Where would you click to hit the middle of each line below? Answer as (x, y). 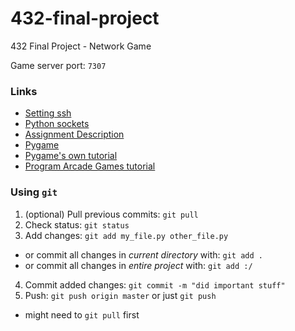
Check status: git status (77, 224)
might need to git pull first (82, 314)
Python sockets (57, 124)
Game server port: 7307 (58, 65)
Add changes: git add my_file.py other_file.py (126, 235)
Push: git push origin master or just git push (120, 295)
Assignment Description (74, 134)
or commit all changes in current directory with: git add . (143, 254)
